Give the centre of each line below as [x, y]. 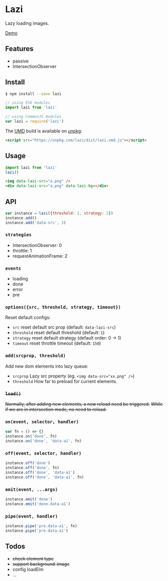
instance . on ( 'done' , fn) [31, 436]
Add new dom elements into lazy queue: [47, 366]
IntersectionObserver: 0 [37, 245]
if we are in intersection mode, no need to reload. [56, 410]
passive [21, 61]
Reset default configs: [28, 317]
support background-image [41, 564]
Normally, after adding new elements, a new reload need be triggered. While [84, 404]
